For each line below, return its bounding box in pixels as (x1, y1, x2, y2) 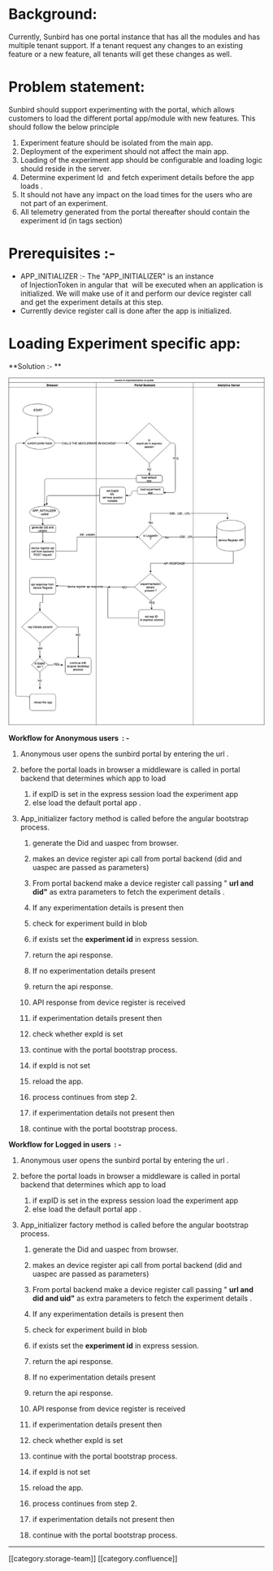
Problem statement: (8, 78, 145, 96)
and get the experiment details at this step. (19, 297, 164, 306)
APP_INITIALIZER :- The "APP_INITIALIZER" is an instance (19, 271, 214, 281)
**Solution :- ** (8, 361, 63, 371)
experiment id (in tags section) (19, 215, 123, 225)
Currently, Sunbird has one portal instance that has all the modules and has (8, 32, 261, 42)
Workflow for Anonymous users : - (8, 733, 130, 742)
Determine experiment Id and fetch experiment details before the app (19, 172, 254, 182)
